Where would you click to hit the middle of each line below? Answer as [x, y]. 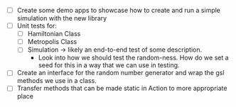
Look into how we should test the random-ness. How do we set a [133, 58]
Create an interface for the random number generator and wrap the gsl [120, 73]
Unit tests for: [37, 26]
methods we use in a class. [57, 81]
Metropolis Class [52, 42]
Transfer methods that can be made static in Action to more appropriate [122, 89]
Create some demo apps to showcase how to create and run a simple [119, 10]
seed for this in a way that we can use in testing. [109, 65]
